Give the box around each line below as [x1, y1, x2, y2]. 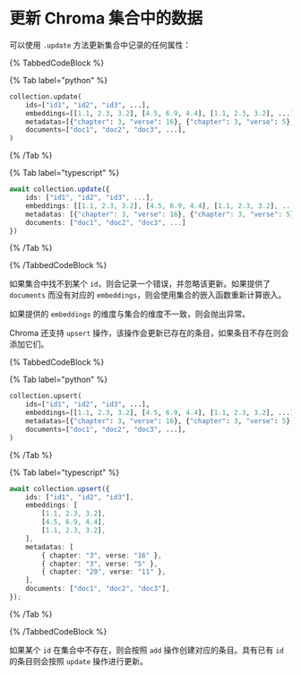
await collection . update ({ [9, 185, 110, 194]
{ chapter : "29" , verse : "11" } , [41, 567, 167, 576]
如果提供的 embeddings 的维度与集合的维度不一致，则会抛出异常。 [9, 308, 251, 319]
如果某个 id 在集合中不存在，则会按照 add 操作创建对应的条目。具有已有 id [9, 645, 284, 655]
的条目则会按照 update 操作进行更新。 [9, 655, 148, 666]
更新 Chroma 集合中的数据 [9, 8, 203, 29]
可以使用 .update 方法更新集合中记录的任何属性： [9, 39, 191, 50]
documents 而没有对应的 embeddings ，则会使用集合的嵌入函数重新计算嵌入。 [9, 290, 287, 300]
